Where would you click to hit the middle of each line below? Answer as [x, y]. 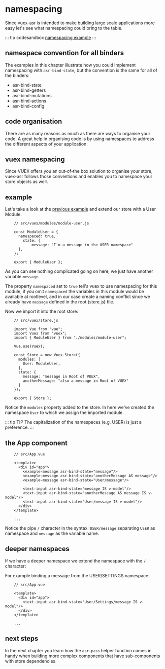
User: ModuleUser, [42, 364]
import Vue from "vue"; [38, 329]
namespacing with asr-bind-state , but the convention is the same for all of [81, 70]
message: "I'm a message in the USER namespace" [82, 245]
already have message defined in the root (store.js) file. [60, 302]
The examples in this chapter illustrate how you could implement [70, 65]
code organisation [34, 122]
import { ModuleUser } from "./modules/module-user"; [70, 338]
